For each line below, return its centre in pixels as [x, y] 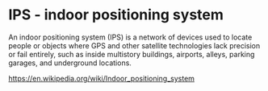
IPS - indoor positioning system [116, 15]
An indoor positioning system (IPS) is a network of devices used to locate [130, 37]
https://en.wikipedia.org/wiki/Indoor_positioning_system [102, 78]
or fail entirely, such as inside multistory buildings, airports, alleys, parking [132, 54]
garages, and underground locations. [70, 63]
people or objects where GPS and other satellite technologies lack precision [134, 45]
